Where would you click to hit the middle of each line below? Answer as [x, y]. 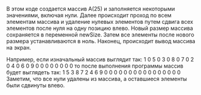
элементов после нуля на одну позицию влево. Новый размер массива [100, 28]
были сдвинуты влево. [36, 85]
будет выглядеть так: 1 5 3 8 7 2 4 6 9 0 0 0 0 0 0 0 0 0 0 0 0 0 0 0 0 [93, 72]
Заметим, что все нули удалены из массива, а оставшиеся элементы [97, 79]
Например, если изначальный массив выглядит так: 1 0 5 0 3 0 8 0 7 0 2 [100, 59]
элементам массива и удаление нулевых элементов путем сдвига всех [100, 22]
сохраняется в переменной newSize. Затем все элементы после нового [100, 35]
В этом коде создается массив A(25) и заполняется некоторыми [91, 9]
